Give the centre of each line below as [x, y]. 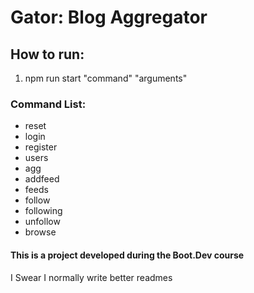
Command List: [48, 104]
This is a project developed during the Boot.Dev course [127, 255]
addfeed [42, 179]
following [43, 211]
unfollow [42, 222]
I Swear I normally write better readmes [91, 277]
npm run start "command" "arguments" [106, 78]
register [41, 147]
